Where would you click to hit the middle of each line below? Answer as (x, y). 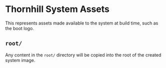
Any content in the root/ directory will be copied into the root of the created (83, 55)
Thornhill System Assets (57, 9)
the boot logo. (19, 28)
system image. (20, 60)
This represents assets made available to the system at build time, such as (82, 23)
